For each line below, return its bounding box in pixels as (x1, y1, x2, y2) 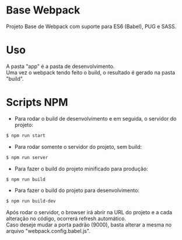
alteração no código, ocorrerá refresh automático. (6, 215, 127, 222)
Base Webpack (6, 4, 80, 17)
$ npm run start (6, 132, 45, 138)
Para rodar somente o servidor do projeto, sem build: (14, 143, 142, 150)
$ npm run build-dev (6, 198, 57, 204)
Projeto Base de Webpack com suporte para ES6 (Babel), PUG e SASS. (6, 23, 177, 30)
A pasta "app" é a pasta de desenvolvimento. (6, 63, 115, 70)
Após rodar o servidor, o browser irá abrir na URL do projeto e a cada (6, 209, 173, 216)
